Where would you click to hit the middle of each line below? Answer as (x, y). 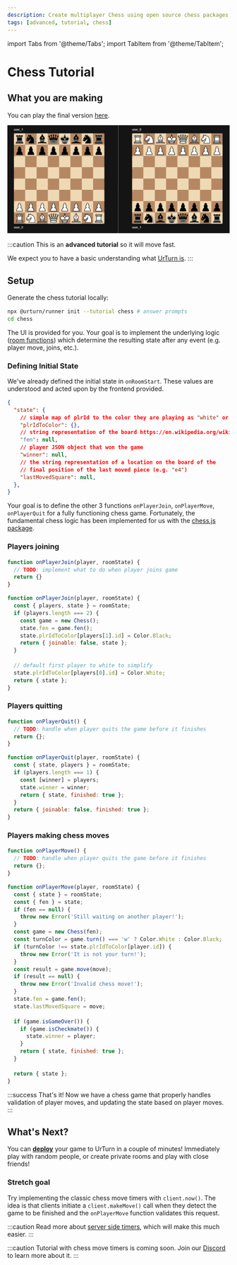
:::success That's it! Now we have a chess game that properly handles (109, 1094)
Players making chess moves (58, 835)
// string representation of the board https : (90, 433)
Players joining (34, 546)
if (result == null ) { (47, 977)
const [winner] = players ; (60, 780)
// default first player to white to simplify (83, 665)
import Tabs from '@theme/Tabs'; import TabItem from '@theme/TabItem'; (116, 43)
